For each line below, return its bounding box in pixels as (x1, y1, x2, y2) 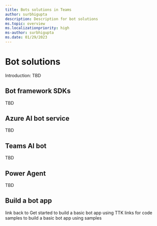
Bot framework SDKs (5, 87, 71, 95)
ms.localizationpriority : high (5, 26, 70, 31)
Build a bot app (5, 196, 52, 205)
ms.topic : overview (5, 21, 45, 26)
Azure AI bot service (5, 114, 70, 123)
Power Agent (5, 169, 46, 178)
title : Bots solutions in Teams (5, 7, 72, 12)
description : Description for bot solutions (5, 16, 98, 21)
